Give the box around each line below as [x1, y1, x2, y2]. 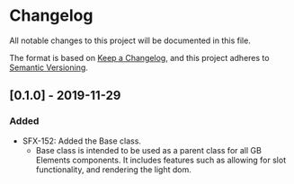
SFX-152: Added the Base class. [22, 136, 142, 146]
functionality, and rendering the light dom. [35, 163, 192, 175]
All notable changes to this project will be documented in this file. [9, 35, 252, 46]
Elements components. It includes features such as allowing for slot [35, 154, 286, 165]
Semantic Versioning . [9, 62, 88, 73]
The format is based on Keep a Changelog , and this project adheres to [9, 52, 270, 63]
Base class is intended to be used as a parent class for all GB [35, 145, 263, 155]
